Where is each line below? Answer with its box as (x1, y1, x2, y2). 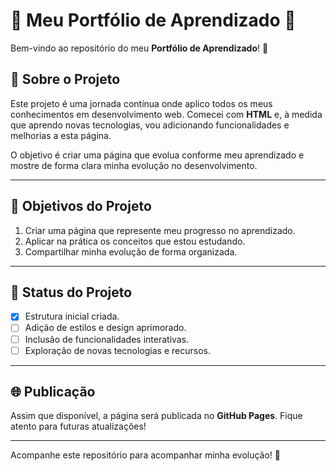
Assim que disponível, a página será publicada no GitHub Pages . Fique (10, 410, 303, 422)
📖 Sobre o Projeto (10, 71, 121, 88)
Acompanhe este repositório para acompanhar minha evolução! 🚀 (10, 449, 281, 461)
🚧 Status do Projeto (10, 284, 133, 301)
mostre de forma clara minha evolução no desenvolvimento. (10, 159, 258, 171)
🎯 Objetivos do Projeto (10, 198, 152, 215)
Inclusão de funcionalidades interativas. (24, 333, 190, 345)
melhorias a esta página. (10, 129, 112, 141)
